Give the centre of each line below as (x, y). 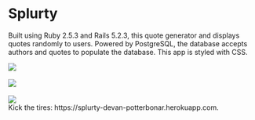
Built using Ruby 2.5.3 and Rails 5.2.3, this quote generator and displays (124, 35)
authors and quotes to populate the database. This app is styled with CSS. (128, 52)
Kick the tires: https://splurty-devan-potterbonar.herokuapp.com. (113, 107)
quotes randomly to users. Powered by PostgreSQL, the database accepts (128, 43)
